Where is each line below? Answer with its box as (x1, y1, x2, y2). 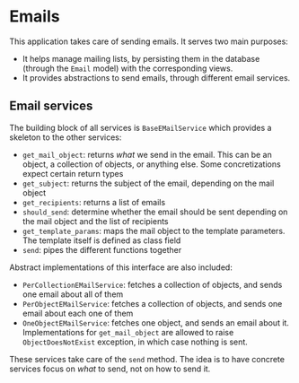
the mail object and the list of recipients (22, 215, 169, 226)
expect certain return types (22, 168, 124, 178)
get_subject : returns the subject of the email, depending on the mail (22, 178, 275, 188)
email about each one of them (22, 308, 134, 318)
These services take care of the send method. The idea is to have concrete (9, 353, 286, 364)
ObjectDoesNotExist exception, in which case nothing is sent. (22, 336, 249, 347)
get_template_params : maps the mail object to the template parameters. (22, 225, 286, 236)
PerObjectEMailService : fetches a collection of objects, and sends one (22, 298, 283, 309)
